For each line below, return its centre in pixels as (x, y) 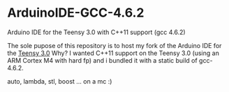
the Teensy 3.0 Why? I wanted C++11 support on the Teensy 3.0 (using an (113, 53)
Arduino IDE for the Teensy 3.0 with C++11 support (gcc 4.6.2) (97, 32)
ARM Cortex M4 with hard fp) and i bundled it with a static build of (102, 60)
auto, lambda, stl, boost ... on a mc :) (60, 81)
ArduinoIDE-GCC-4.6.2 (76, 13)
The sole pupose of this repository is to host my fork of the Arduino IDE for (114, 45)
